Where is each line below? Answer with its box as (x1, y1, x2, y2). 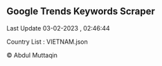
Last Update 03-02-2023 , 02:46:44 (6, 24, 110, 32)
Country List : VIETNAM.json (6, 38, 88, 46)
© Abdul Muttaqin (6, 51, 58, 59)
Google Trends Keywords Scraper (6, 6, 155, 17)
